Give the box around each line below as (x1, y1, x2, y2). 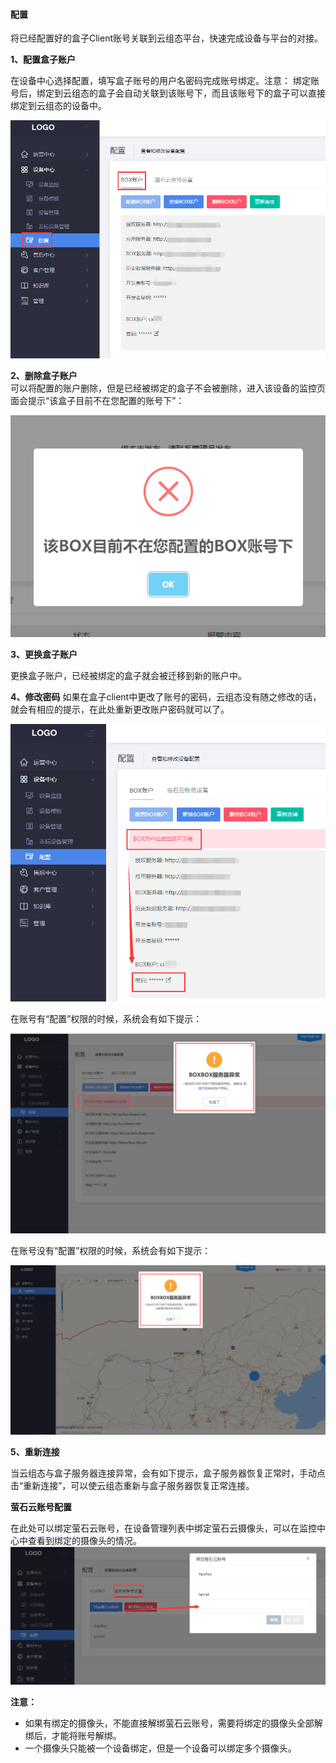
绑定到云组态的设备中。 (10, 100, 107, 112)
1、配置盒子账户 (10, 54, 77, 66)
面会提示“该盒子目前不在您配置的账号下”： (10, 395, 185, 407)
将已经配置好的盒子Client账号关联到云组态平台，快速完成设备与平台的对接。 (10, 32, 324, 44)
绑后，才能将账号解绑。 (24, 1730, 122, 1742)
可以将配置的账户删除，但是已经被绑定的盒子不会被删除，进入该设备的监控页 (10, 382, 326, 394)
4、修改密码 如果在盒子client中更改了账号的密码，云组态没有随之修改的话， (10, 690, 322, 703)
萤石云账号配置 (10, 1501, 72, 1513)
